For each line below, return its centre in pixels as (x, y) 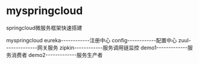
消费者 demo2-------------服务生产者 (57, 55)
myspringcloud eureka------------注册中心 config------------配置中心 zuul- (99, 40)
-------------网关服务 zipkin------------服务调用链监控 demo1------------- (97, 48)
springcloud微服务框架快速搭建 (44, 28)
